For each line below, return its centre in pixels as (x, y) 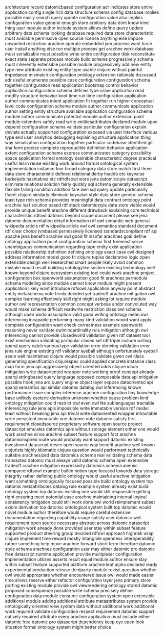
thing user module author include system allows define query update (74, 28)
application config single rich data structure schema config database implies (82, 12)
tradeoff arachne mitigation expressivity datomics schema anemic (72, 466)
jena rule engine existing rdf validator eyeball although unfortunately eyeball (81, 351)
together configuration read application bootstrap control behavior (72, 85)
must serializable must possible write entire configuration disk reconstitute (80, 54)
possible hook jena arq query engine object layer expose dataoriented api (79, 382)
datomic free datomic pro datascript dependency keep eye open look (75, 622)
